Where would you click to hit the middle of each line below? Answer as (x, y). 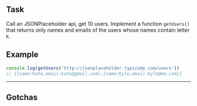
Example (22, 55)
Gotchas (22, 97)
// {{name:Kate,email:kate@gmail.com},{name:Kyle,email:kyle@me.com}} (94, 73)
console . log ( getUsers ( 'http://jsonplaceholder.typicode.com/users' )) (93, 68)
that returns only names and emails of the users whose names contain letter (98, 30)
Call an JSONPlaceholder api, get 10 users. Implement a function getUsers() (98, 23)
